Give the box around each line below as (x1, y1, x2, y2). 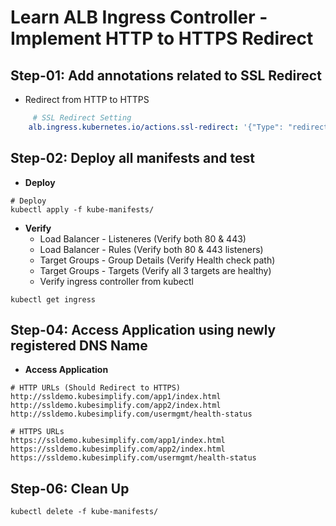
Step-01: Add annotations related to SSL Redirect (10, 67, 322, 84)
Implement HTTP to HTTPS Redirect (10, 27, 314, 50)
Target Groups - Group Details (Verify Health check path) (39, 254, 276, 266)
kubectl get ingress (10, 294, 97, 305)
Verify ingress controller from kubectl (39, 275, 194, 287)
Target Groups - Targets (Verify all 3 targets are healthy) (39, 264, 272, 276)
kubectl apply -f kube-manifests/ (10, 204, 155, 215)
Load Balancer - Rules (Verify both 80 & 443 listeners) (39, 243, 264, 255)
